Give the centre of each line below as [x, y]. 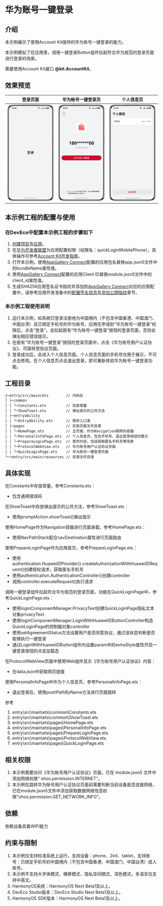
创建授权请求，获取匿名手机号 [54, 569]
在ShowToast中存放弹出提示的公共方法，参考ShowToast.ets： [67, 507]
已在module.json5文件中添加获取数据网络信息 [57, 791]
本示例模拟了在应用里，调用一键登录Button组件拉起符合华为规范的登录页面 [80, 52]
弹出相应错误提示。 [31, 336]
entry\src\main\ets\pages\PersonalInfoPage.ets [59, 728]
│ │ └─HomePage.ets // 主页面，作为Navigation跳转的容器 [70, 431]
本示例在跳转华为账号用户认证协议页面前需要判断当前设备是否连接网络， [84, 785]
